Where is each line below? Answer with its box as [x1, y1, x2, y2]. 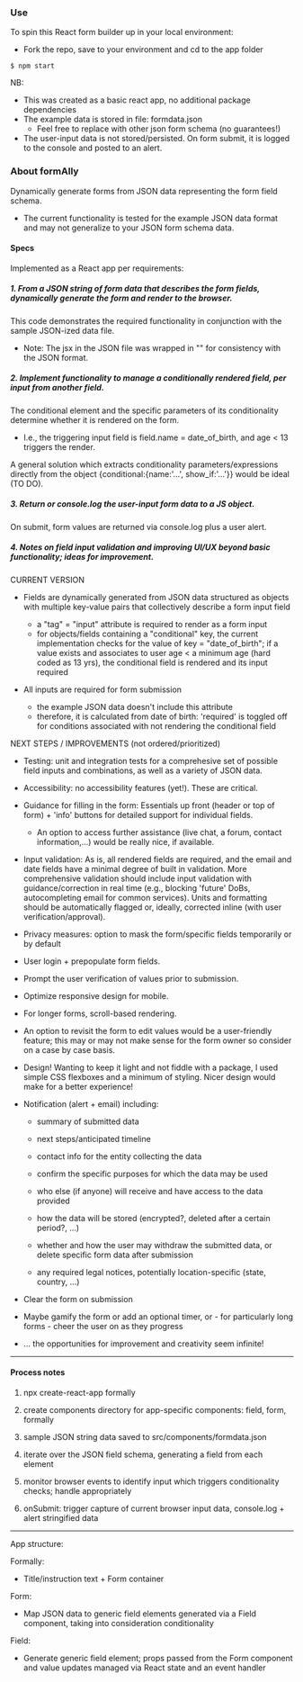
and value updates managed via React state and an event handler [22, 1662, 266, 1673]
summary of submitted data [36, 1116, 139, 1127]
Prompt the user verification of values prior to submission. [22, 973, 239, 984]
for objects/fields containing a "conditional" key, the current [36, 628, 259, 639]
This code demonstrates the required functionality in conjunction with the [10, 315, 282, 326]
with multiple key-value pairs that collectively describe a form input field [22, 601, 291, 612]
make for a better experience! [22, 1081, 134, 1092]
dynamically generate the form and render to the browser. [10, 292, 233, 303]
